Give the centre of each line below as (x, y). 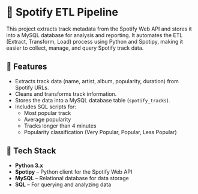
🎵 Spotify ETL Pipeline (62, 12)
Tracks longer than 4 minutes (60, 126)
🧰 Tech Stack (31, 151)
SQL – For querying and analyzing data (63, 184)
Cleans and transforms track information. (66, 94)
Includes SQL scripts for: (46, 107)
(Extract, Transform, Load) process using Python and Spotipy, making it (94, 41)
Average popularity (47, 119)
